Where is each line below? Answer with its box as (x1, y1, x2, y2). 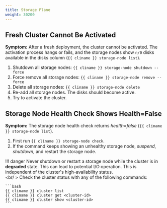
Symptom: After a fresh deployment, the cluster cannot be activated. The (5, 44, 158, 50)
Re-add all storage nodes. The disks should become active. (12, 89, 136, 96)
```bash (5, 184, 22, 189)
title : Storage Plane (5, 7, 51, 13)
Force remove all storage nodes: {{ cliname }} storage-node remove (12, 74, 155, 81)
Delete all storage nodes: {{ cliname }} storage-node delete (12, 84, 140, 90)
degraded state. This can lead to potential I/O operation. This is (5, 164, 137, 170)
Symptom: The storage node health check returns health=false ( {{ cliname (5, 123, 162, 129)
